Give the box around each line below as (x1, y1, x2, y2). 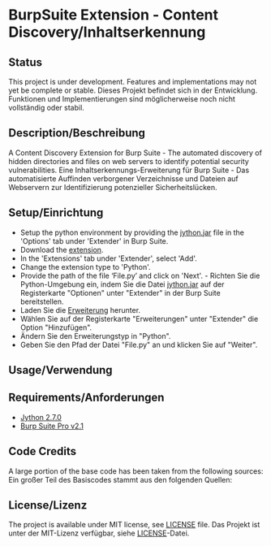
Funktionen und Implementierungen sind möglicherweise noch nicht (8, 94, 235, 103)
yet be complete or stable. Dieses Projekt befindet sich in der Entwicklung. (8, 85, 258, 95)
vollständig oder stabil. (8, 103, 85, 112)
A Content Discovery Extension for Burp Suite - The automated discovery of (8, 148, 262, 158)
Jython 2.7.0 (19, 412, 62, 422)
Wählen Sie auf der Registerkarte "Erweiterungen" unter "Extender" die (19, 314, 259, 323)
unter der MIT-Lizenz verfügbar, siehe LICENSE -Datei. (8, 528, 190, 538)
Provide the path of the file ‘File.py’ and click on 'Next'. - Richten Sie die (19, 271, 260, 280)
